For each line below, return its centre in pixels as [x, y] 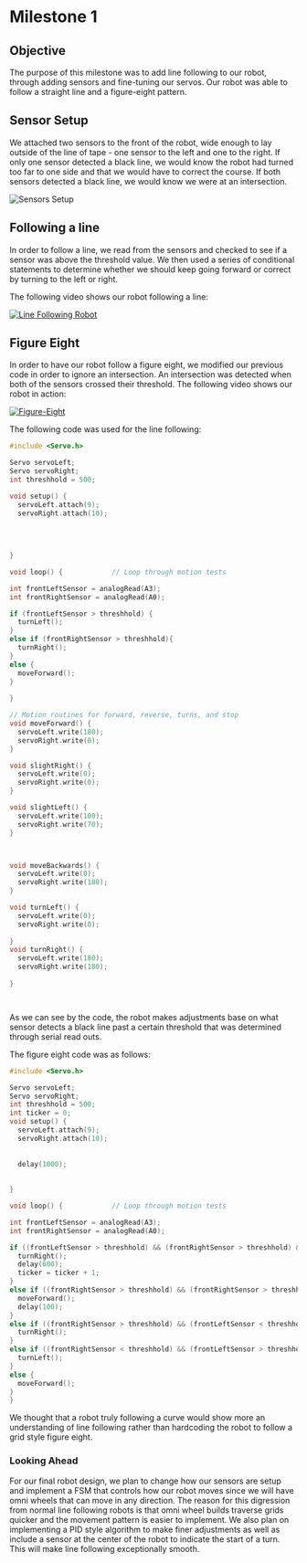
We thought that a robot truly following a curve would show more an [138, 1418]
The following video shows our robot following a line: [109, 296]
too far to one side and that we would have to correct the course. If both [145, 172]
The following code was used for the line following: [106, 429]
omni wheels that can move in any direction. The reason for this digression [150, 1500]
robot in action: [38, 394]
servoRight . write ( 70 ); [61, 824]
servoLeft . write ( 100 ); [61, 816]
